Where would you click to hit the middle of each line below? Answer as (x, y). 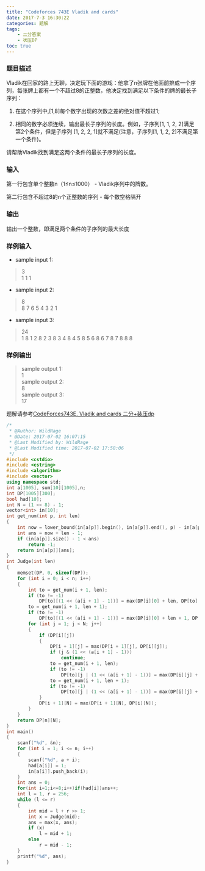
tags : (13, 29)
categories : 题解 (27, 23)
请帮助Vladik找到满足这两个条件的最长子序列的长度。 (73, 152)
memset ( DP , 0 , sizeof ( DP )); (53, 573)
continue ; (73, 658)
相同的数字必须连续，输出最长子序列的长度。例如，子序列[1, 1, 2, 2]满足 (105, 124)
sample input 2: (34, 290)
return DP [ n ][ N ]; (39, 720)
